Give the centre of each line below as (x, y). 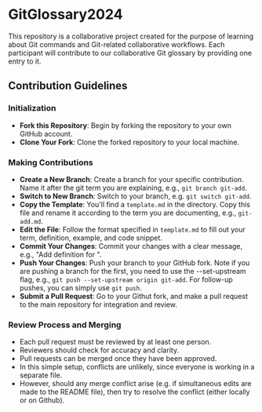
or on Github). (42, 400)
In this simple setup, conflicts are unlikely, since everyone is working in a (137, 367)
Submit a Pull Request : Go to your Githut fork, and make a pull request (134, 296)
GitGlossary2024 (65, 15)
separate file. (41, 375)
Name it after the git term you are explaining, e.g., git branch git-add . (133, 188)
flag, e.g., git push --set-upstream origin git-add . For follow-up (126, 279)
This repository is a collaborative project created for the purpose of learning (131, 36)
